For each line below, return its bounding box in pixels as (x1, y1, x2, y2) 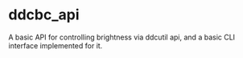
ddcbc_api (8, 6, 80, 24)
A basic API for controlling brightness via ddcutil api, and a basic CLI (8, 32, 236, 42)
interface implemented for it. (8, 40, 103, 50)
